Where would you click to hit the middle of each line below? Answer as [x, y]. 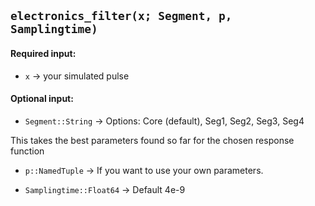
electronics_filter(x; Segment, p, [121, 16]
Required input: [43, 53]
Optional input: [42, 99]
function [27, 151]
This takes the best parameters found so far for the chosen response [152, 140]
